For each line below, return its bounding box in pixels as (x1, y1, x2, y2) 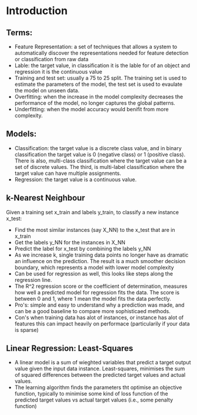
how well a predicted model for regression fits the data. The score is (14, 288, 180, 296)
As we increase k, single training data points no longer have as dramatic (14, 251, 189, 258)
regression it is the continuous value (14, 68, 103, 75)
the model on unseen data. (14, 87, 80, 94)
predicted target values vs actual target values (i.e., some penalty (14, 396, 174, 404)
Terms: (6, 28, 33, 38)
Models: (6, 129, 37, 139)
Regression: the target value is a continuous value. (14, 175, 137, 183)
